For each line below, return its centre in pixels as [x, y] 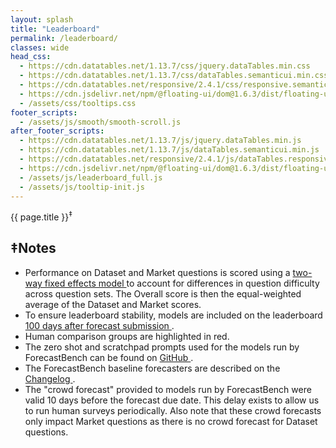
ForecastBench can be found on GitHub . [109, 357]
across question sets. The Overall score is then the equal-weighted [163, 293]
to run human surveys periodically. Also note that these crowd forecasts [173, 410]
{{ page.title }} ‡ [41, 216]
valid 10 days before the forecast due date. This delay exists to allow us [172, 400]
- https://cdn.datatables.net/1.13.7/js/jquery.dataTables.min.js [160, 141]
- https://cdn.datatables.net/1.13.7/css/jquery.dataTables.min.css [165, 66]
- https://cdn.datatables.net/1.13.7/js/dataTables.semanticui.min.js [169, 150]
